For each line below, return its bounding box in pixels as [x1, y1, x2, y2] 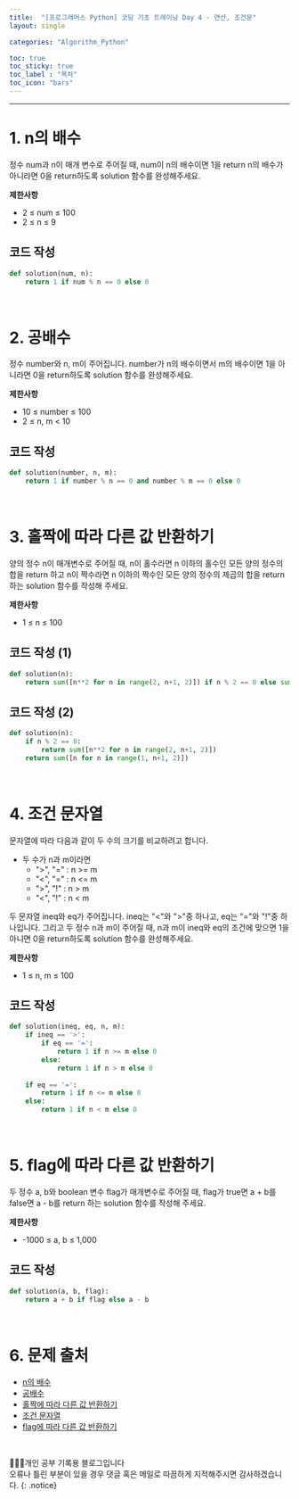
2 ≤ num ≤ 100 [21, 207, 76, 218]
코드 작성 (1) [9, 645, 73, 660]
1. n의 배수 [9, 128, 82, 148]
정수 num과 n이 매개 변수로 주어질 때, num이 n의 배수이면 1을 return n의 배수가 [9, 159, 284, 170]
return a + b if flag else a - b [25, 1295, 149, 1304]
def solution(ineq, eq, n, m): [9, 1023, 125, 1031]
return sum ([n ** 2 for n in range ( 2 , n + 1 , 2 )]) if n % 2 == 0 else [25, 677, 277, 687]
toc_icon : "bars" [9, 79, 74, 87]
